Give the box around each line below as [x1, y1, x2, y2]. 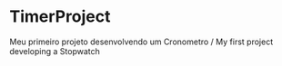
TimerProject [9, 6, 111, 27]
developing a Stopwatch [9, 45, 100, 56]
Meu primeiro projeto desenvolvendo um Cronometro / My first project [9, 36, 274, 47]
